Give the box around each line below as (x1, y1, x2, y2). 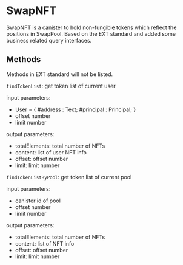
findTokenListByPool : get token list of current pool (6, 173, 132, 181)
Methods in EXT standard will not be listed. (6, 71, 113, 78)
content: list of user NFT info (15, 148, 87, 156)
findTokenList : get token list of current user (6, 82, 116, 89)
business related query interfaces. (6, 36, 92, 44)
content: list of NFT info (15, 239, 75, 247)
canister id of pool (15, 197, 61, 204)
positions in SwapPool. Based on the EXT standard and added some (6, 30, 176, 37)
